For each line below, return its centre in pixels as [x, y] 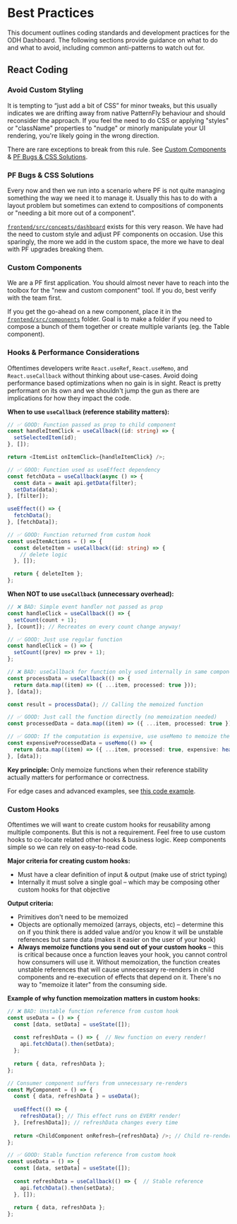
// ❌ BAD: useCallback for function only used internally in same [107, 672]
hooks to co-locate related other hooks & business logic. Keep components [117, 839]
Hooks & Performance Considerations [73, 353]
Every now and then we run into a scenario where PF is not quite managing [116, 190]
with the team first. [35, 298]
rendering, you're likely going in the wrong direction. [84, 135]
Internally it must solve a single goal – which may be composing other [119, 882]
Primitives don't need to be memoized [73, 916]
